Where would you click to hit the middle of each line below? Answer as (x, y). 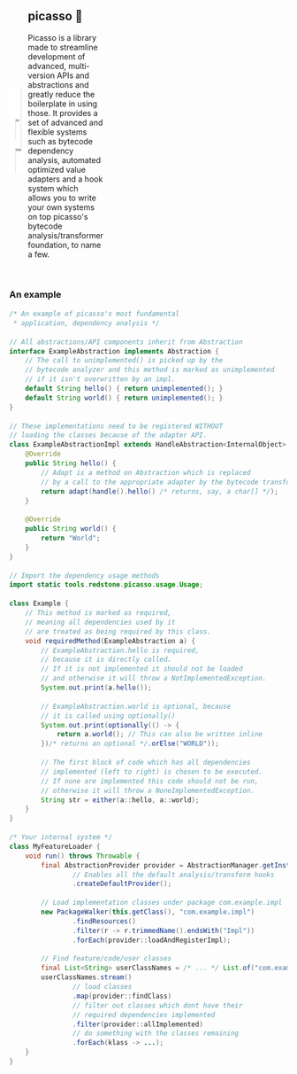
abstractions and (59, 84)
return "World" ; (71, 538)
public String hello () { (71, 463)
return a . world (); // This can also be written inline (160, 735)
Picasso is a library (62, 37)
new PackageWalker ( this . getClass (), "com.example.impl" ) (148, 912)
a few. (39, 254)
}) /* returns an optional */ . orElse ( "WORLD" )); (130, 744)
